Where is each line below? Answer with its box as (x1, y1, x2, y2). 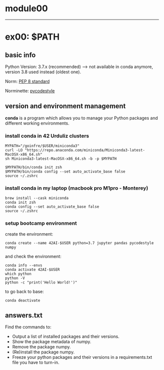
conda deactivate (5, 298, 41, 303)
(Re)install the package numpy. (12, 349, 75, 355)
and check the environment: (5, 253, 62, 259)
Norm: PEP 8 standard (5, 78, 50, 84)
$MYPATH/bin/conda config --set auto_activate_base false (5, 169, 125, 174)
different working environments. (5, 120, 70, 126)
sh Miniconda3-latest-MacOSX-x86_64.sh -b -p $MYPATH (5, 156, 117, 161)
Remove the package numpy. (12, 344, 71, 350)
